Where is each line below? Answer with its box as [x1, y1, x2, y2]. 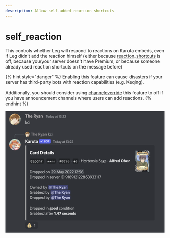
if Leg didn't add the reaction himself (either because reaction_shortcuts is [5, 53, 161, 59]
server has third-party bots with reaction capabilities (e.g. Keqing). [5, 79, 144, 85]
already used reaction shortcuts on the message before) [5, 63, 123, 70]
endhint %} [5, 100, 29, 107]
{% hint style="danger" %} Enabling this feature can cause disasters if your [5, 74, 163, 80]
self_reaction [5, 30, 62, 42]
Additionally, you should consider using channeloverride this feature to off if [5, 89, 163, 96]
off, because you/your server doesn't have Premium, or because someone [5, 58, 160, 64]
